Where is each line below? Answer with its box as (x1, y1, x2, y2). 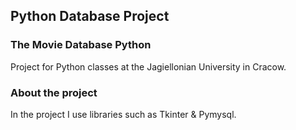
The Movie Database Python (10, 38, 152, 52)
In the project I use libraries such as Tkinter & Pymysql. (10, 108, 237, 120)
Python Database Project (10, 8, 170, 25)
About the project (10, 85, 98, 99)
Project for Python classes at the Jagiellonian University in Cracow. (10, 60, 287, 73)
